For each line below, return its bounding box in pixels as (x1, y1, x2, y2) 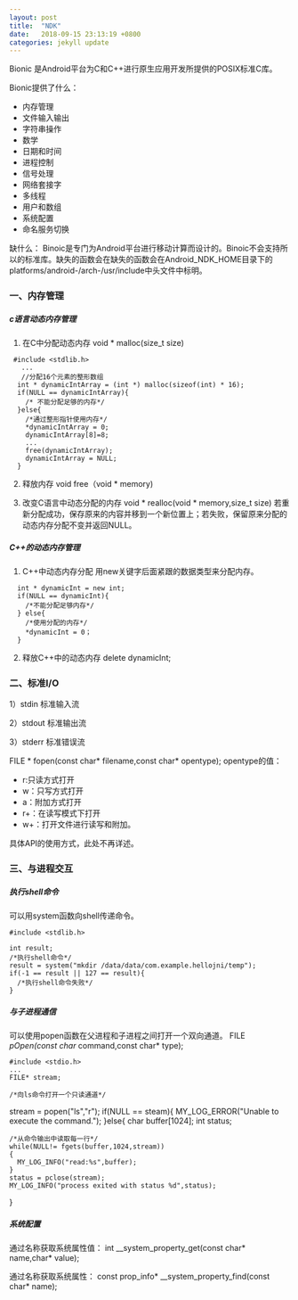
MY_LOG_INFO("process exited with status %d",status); (9, 1181, 217, 1190)
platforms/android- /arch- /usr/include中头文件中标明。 (9, 265, 207, 276)
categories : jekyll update (9, 37, 109, 47)
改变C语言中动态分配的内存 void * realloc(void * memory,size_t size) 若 (21, 498, 282, 508)
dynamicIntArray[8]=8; (25, 431, 109, 440)
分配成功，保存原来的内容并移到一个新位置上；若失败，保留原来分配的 (29, 509, 287, 520)
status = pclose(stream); (9, 1173, 105, 1182)
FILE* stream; (9, 1074, 62, 1082)
